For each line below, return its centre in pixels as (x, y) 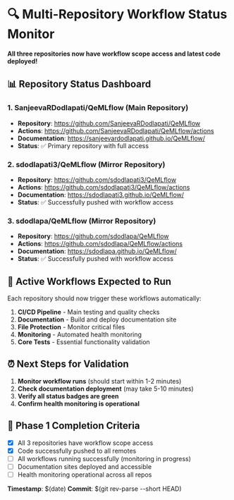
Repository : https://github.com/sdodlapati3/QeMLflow (97, 179)
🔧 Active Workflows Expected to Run (89, 281)
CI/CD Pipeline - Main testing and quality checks (88, 312)
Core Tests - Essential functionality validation (84, 342)
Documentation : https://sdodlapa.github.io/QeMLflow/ (97, 251)
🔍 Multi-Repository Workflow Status (117, 14)
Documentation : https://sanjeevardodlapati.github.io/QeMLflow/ (111, 138)
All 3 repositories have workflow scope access (85, 443)
